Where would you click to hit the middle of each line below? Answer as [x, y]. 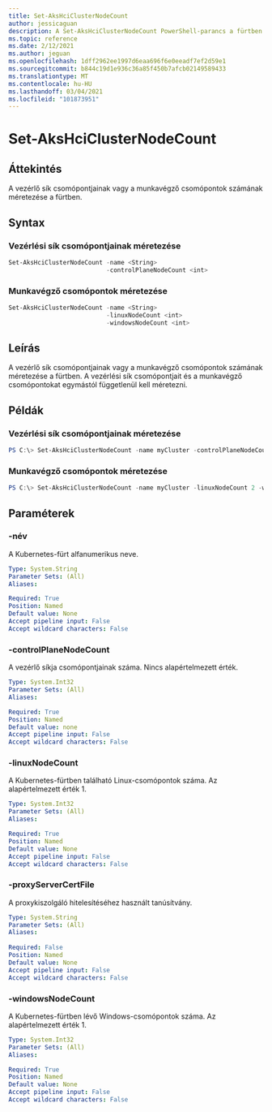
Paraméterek [42, 513]
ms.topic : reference [43, 39]
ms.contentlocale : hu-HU [50, 84]
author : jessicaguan [43, 24]
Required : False [36, 948]
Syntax [27, 223]
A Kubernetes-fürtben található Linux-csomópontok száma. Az [113, 781]
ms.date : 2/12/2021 [41, 46]
